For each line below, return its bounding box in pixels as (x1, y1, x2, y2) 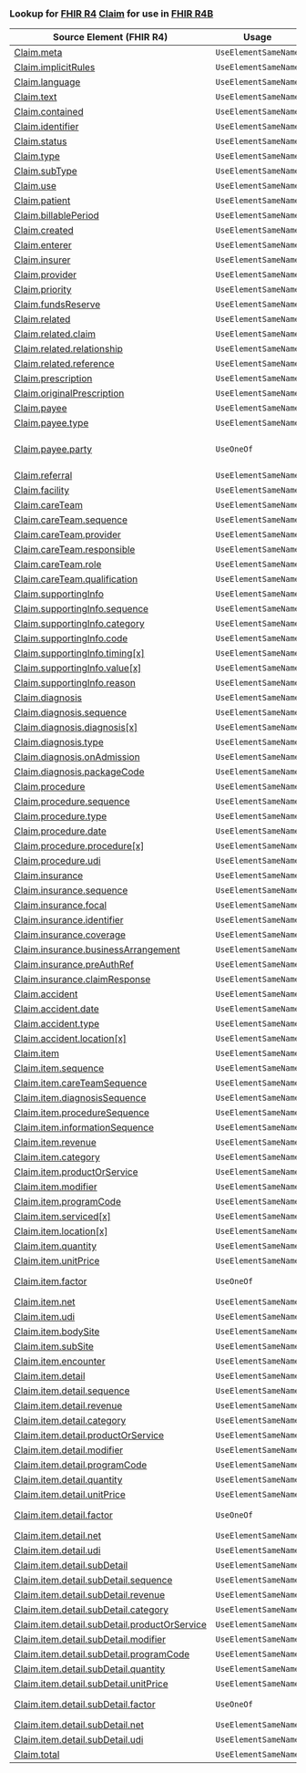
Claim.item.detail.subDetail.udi (14, 1734, 144, 1747)
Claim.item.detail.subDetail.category (14, 1603, 169, 1616)
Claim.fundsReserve (14, 298, 101, 311)
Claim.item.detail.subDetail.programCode (14, 1648, 190, 1661)
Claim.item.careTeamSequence (14, 1077, 148, 1090)
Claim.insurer (14, 254, 71, 266)
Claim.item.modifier (14, 1180, 97, 1193)
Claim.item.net (14, 1296, 76, 1309)
